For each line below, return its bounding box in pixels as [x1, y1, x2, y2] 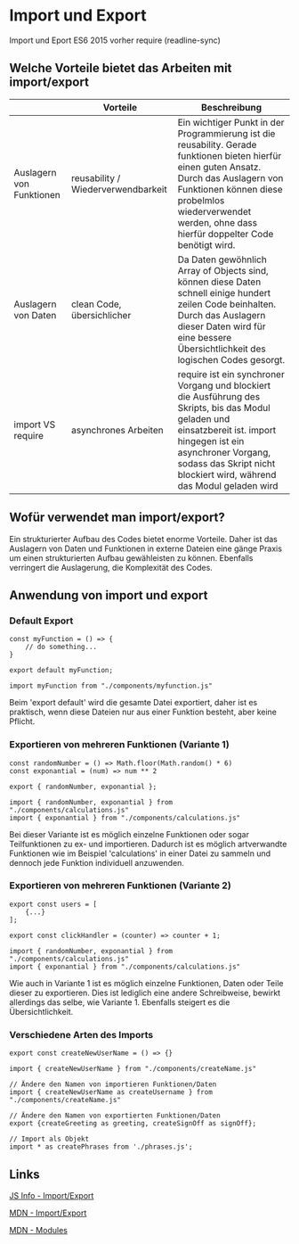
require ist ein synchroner [177, 367, 285, 380]
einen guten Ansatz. [177, 161, 262, 173]
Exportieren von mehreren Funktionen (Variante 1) [9, 738, 230, 751]
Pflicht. [9, 716, 36, 727]
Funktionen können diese [177, 183, 283, 195]
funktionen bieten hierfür [177, 149, 282, 161]
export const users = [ [9, 900, 98, 909]
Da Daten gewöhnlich [177, 253, 267, 266]
